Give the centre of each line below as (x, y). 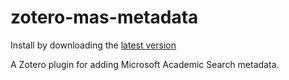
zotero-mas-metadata (104, 17)
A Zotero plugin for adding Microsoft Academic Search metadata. (145, 64)
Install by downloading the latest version (93, 45)
